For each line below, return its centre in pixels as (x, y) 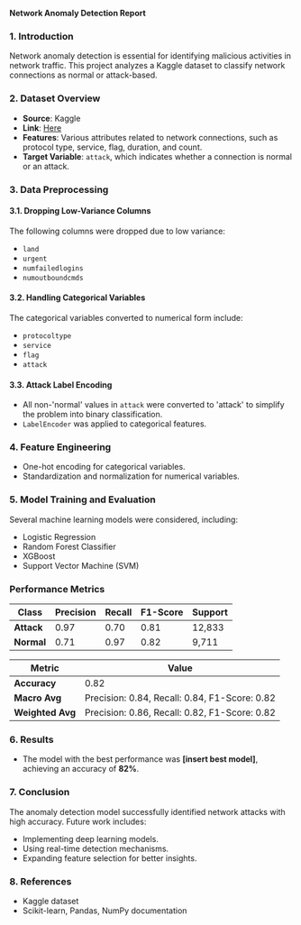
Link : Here (42, 128)
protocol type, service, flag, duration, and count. (112, 147)
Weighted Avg (45, 713)
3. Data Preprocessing (59, 189)
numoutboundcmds (53, 278)
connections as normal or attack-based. (83, 75)
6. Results (32, 739)
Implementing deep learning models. (91, 838)
